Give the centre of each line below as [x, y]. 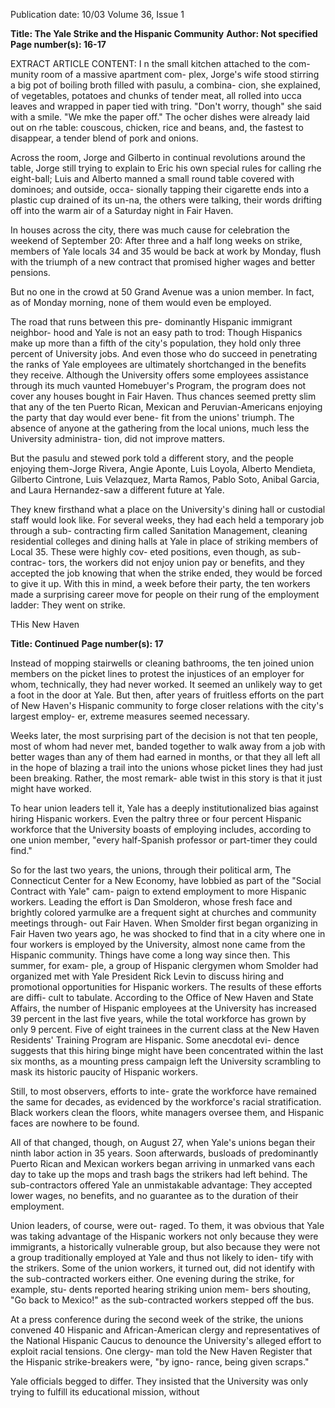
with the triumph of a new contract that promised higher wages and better [163, 262]
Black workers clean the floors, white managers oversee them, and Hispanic [167, 1112]
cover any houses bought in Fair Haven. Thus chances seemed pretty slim [163, 396]
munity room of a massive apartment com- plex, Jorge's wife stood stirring [165, 74]
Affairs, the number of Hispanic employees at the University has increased [163, 1008]
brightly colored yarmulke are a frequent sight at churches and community [163, 912]
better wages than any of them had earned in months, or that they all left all [165, 757]
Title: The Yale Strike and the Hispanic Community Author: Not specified [164, 33]
